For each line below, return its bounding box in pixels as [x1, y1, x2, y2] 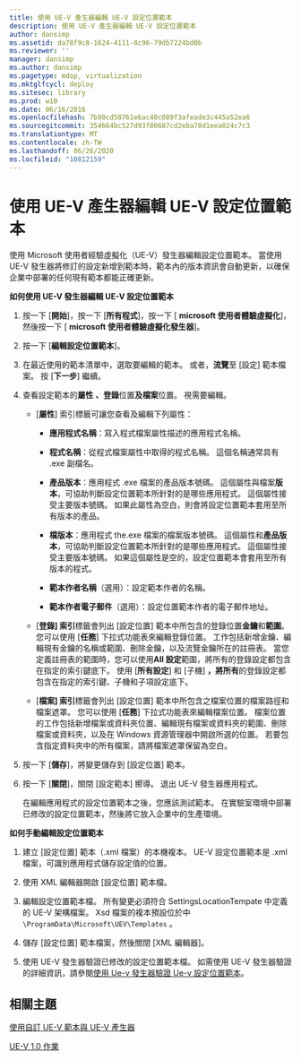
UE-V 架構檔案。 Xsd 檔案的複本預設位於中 [32, 907, 191, 918]
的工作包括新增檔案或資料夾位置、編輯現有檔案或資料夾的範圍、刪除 [35, 718, 288, 728]
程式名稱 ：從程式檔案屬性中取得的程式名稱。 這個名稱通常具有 [48, 447, 279, 458]
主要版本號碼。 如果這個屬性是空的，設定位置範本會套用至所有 [56, 552, 288, 563]
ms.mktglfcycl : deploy [9, 80, 94, 89]
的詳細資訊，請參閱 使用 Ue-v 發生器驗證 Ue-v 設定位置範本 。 [21, 968, 249, 978]
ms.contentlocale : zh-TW [9, 138, 102, 147]
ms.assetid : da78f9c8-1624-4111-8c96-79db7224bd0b [9, 38, 202, 47]
